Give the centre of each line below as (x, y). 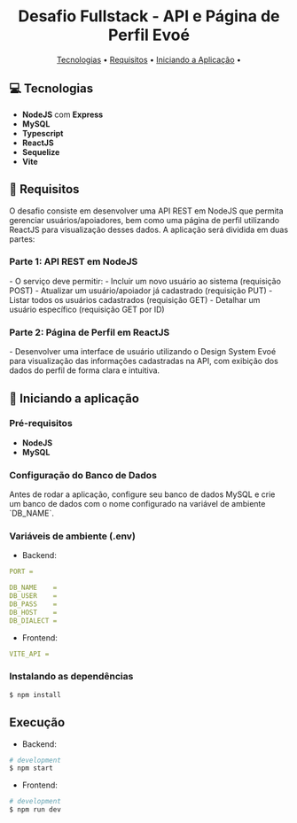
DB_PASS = (33, 604)
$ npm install (35, 695)
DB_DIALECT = (33, 621)
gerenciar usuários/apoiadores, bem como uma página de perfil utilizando (145, 220)
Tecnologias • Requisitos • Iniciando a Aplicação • (149, 59)
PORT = (21, 572)
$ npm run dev (35, 810)
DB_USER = (33, 596)
